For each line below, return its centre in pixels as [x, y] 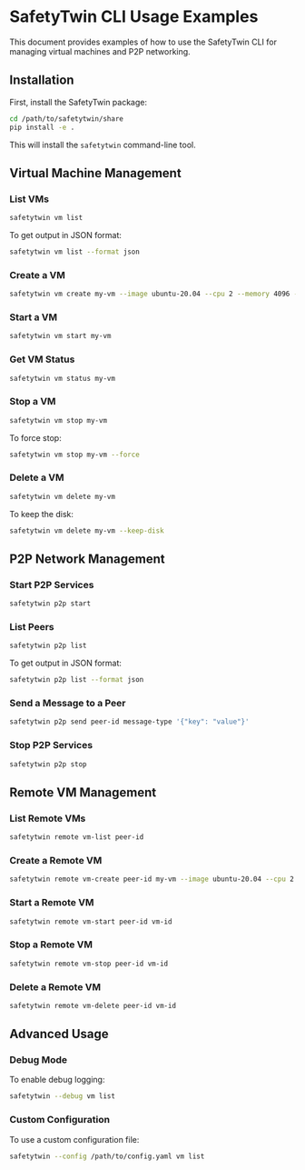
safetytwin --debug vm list [63, 1096]
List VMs [30, 199]
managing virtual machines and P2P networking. [100, 51]
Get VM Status [42, 359]
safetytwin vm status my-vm [63, 378]
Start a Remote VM [52, 903]
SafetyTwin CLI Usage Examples [134, 17]
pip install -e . [42, 127]
